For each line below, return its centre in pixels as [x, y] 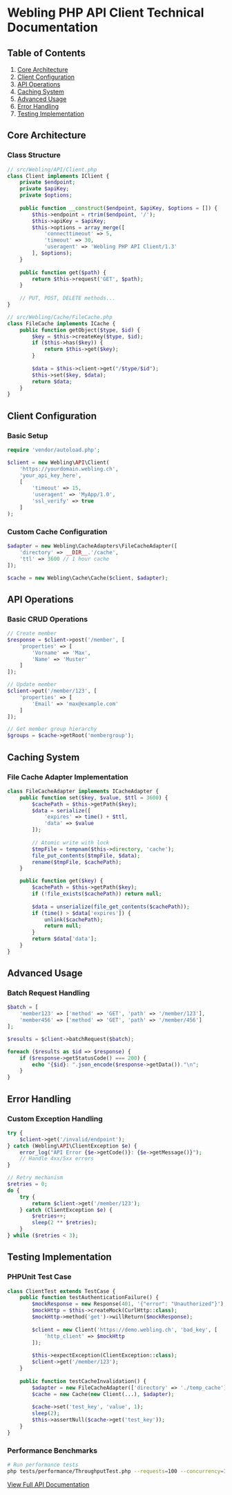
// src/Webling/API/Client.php [52, 170]
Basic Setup [28, 435]
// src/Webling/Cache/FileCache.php [60, 317]
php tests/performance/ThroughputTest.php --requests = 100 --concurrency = [116, 1471]
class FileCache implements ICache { [61, 323]
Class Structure [34, 155]
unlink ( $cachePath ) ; [74, 919]
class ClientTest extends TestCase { [61, 1291]
